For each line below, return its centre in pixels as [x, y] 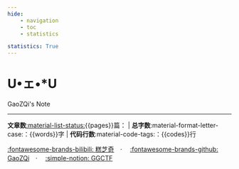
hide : [15, 14]
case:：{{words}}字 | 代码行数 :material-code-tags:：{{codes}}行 [102, 134]
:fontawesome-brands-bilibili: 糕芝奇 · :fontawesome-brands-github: [113, 149]
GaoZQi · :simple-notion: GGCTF [60, 158]
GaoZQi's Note [29, 104]
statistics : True [33, 47]
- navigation [39, 21]
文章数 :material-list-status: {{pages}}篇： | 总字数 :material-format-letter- [113, 126]
